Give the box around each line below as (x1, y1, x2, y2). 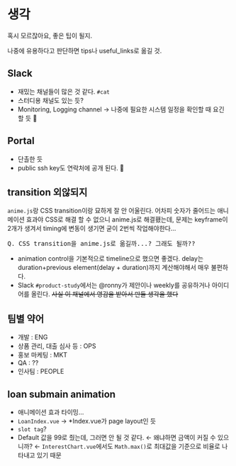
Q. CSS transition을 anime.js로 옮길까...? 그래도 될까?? (7, 239, 196, 248)
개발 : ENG (17, 333, 48, 342)
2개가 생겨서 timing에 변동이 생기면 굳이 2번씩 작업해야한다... (7, 224, 176, 233)
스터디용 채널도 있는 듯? (17, 96, 84, 104)
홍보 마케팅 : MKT (17, 351, 68, 359)
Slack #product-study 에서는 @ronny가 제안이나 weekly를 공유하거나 (17, 281, 210, 290)
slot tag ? (17, 425, 47, 433)
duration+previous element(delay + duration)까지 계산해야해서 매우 (17, 264, 210, 272)
